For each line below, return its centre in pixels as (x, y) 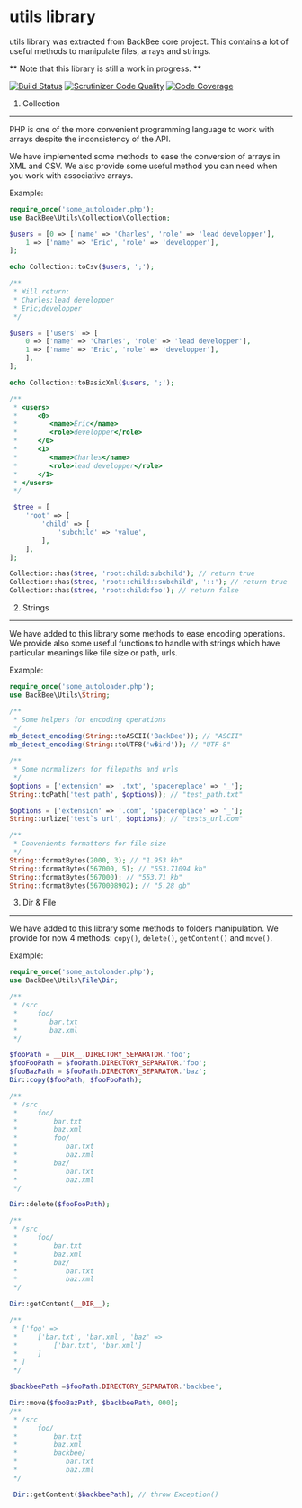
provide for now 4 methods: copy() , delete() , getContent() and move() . (141, 938)
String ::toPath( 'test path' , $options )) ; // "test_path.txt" (126, 794)
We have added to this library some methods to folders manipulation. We (144, 928)
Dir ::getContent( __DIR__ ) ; (60, 1304)
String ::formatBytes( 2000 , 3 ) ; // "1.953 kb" (96, 860)
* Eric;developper (48, 308)
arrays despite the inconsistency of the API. (90, 139)
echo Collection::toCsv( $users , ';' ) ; (82, 267)
